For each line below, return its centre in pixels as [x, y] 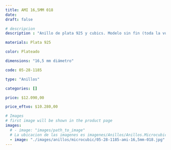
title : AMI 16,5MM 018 [29, 10]
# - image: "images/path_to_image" [48, 130]
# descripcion [20, 28]
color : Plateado [22, 52]
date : [11, 15]
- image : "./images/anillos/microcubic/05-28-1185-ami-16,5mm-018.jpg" [88, 140]
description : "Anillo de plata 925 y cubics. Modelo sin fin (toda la [83, 34]
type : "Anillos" [22, 79]
